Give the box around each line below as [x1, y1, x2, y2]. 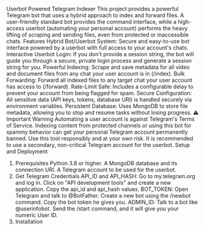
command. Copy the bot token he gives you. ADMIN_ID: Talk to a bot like [15, 198, 198, 206]
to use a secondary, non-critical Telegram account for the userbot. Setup [6, 142, 190, 148]
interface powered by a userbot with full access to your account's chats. [6, 44, 189, 51]
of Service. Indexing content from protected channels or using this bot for [6, 122, 192, 129]
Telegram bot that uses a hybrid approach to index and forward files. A [6, 12, 184, 19]
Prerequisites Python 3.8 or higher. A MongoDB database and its [15, 160, 178, 167]
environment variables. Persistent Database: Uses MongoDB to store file [6, 102, 188, 109]
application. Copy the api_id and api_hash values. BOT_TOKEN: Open [15, 185, 189, 193]
